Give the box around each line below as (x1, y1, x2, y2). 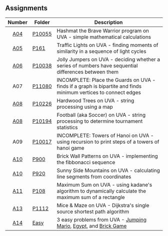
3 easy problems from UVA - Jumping (56, 216, 146, 223)
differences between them (56, 68, 119, 75)
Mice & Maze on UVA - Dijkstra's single (56, 202, 149, 209)
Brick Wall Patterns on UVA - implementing (56, 152, 158, 159)
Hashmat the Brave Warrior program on (56, 27, 149, 34)
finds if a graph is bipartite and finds (56, 82, 141, 89)
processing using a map (56, 103, 113, 110)
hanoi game (56, 144, 84, 151)
